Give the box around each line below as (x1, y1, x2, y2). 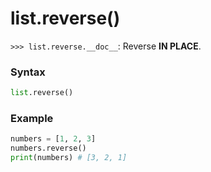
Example (10, 112, 54, 126)
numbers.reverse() (10, 143, 87, 154)
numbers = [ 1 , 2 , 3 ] (10, 134, 97, 144)
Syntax (10, 65, 46, 79)
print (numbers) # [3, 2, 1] (10, 153, 128, 163)
